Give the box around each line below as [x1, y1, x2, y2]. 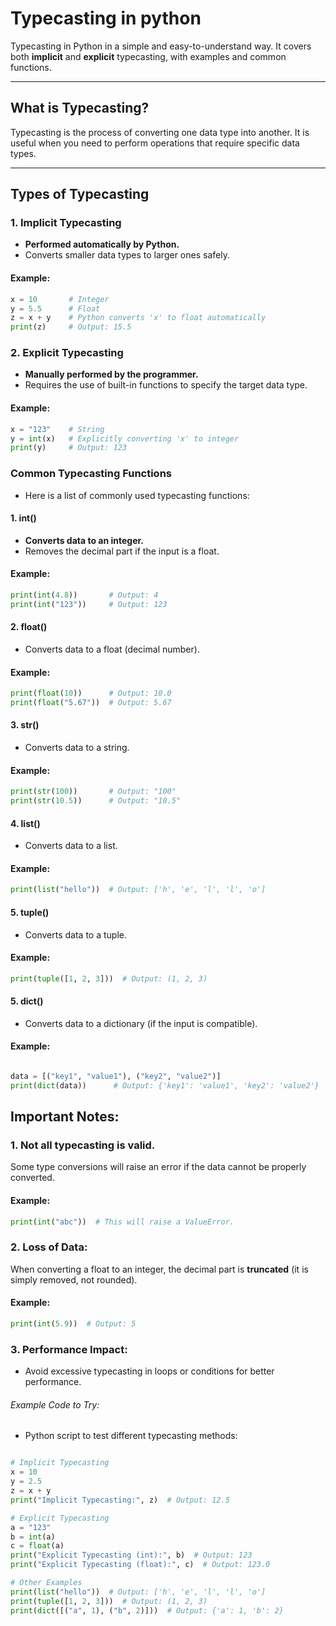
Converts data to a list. [24, 840, 118, 852]
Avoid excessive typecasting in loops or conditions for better [24, 1365, 275, 1377]
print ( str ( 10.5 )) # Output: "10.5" [10, 796, 182, 806]
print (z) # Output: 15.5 [10, 322, 132, 332]
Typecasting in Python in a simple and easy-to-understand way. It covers [10, 40, 312, 52]
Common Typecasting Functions [10, 467, 173, 481]
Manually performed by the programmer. [24, 368, 199, 381]
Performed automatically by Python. [24, 238, 180, 251]
